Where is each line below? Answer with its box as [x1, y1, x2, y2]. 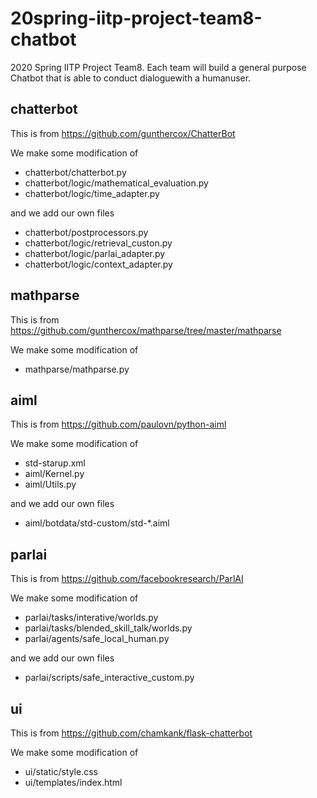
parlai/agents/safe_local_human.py [24, 633, 170, 645]
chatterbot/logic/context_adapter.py [24, 258, 173, 270]
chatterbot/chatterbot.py [24, 166, 127, 178]
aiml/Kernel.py [24, 468, 85, 480]
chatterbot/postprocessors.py [24, 226, 149, 238]
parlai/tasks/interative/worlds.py [24, 612, 159, 624]
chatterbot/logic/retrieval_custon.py [24, 237, 173, 249]
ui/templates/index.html [24, 777, 123, 788]
